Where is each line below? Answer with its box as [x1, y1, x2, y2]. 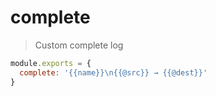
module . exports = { [10, 58, 92, 68]
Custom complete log [34, 39, 124, 51]
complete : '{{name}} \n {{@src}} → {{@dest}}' [19, 67, 208, 78]
